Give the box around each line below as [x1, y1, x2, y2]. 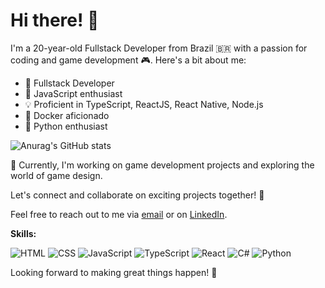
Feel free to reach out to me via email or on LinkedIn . [10, 208, 228, 220]
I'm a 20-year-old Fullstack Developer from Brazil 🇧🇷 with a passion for [10, 42, 308, 54]
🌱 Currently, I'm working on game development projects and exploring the [10, 159, 315, 171]
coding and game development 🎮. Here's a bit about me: [10, 54, 247, 66]
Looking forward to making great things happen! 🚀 [10, 266, 218, 278]
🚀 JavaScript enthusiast [24, 87, 123, 99]
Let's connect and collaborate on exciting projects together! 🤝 [10, 189, 265, 201]
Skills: [10, 227, 37, 239]
